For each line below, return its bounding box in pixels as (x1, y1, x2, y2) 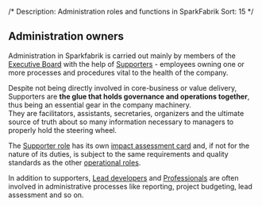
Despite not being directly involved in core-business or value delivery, (8, 83, 237, 92)
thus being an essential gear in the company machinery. (8, 99, 192, 110)
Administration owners (8, 29, 125, 43)
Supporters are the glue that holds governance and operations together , (8, 91, 250, 101)
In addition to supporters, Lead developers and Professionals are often (8, 173, 239, 182)
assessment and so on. (8, 190, 84, 200)
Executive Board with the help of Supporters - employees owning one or (8, 59, 245, 68)
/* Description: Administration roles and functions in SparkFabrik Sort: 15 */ (8, 7, 254, 16)
